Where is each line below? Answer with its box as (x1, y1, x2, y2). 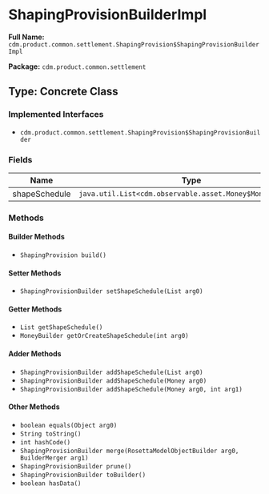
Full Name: (8, 32, 45, 42)
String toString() (19, 430, 82, 438)
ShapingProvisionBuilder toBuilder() (19, 471, 147, 479)
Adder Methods (8, 349, 62, 359)
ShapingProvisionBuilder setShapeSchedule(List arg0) (19, 287, 203, 295)
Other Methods (8, 402, 60, 412)
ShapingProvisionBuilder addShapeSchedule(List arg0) (19, 368, 203, 376)
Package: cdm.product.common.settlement (8, 62, 147, 71)
